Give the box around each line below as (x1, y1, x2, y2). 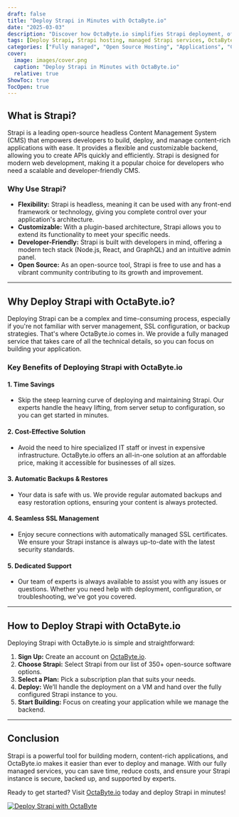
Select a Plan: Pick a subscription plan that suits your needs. (17, 675, 196, 683)
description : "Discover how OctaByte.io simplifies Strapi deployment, (7, 30, 224, 38)
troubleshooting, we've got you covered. (17, 592, 137, 601)
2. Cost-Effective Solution (7, 427, 86, 436)
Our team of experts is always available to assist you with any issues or (17, 577, 226, 586)
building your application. (7, 344, 82, 353)
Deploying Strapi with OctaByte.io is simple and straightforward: (7, 638, 196, 647)
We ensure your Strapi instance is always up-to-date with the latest (17, 537, 216, 546)
